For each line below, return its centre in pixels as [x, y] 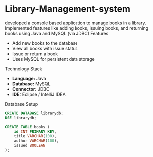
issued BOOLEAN [30, 146]
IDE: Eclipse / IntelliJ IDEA [39, 94]
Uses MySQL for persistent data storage [54, 59]
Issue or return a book [35, 54]
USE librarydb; [21, 118]
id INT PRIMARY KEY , [35, 131]
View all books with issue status [45, 48]
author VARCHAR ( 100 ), [36, 141]
